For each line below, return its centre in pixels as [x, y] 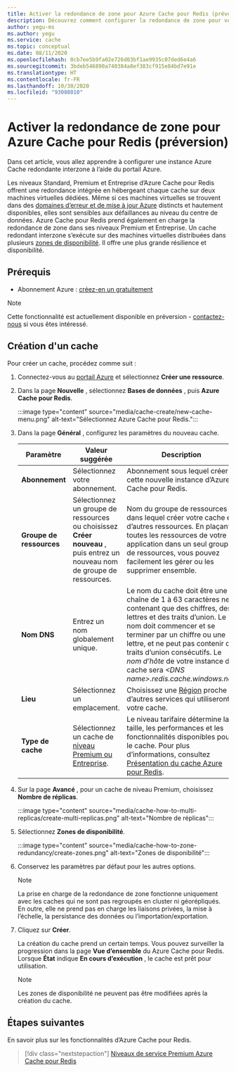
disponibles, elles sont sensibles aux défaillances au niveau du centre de [112, 213]
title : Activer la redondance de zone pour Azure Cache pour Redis [108, 14]
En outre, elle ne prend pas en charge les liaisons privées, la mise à [115, 909]
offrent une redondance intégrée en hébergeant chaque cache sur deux [111, 190]
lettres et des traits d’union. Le [176, 617]
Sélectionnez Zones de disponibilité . [71, 831]
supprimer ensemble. [161, 570]
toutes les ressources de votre [176, 535]
